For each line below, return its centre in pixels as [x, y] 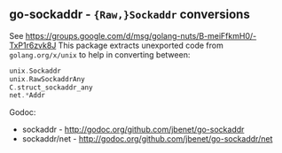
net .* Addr [27, 96]
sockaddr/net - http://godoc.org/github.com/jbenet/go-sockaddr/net [147, 139]
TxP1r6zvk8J [33, 45]
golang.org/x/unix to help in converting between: [100, 54]
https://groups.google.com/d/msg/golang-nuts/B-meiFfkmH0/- [141, 35]
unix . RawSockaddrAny [47, 79]
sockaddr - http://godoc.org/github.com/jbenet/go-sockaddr [133, 130]
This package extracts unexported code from [141, 45]
